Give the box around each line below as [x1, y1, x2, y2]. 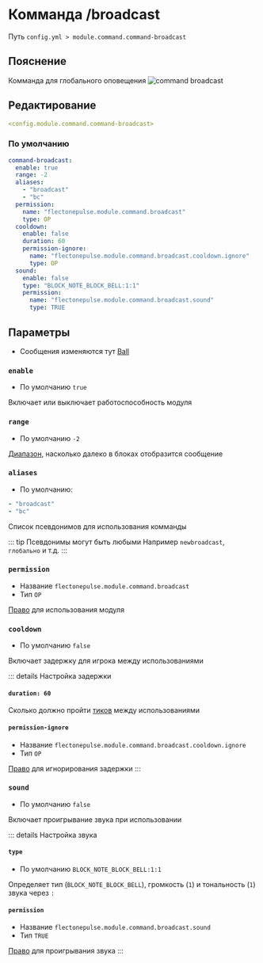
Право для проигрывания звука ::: [8, 946, 124, 956]
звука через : [8, 889, 55, 898]
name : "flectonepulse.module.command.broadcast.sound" [29, 296, 215, 304]
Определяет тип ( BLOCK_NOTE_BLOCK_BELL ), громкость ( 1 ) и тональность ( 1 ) [8, 880, 256, 889]
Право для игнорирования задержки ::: [8, 763, 141, 773]
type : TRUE [29, 303, 66, 312]
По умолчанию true [19, 383, 87, 392]
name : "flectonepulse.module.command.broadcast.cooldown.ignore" [29, 252, 250, 261]
